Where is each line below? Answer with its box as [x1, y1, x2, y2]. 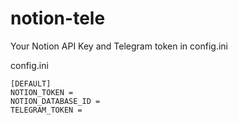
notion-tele [10, 7, 106, 30]
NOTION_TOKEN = [10, 87, 74, 97]
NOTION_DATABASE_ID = [10, 96, 101, 106]
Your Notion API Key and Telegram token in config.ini [10, 40, 228, 52]
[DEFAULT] [10, 78, 52, 89]
